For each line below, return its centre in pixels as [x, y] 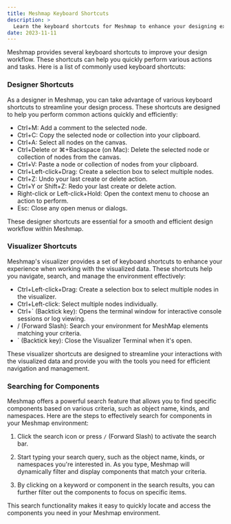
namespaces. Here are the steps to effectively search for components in [110, 416]
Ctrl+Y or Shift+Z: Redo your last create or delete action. [97, 186]
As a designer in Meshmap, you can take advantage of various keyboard [110, 100]
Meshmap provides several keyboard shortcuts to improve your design [107, 52]
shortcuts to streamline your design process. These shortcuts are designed [114, 107]
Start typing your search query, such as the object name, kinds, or [111, 457]
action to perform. [43, 201]
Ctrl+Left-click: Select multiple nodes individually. [87, 304]
